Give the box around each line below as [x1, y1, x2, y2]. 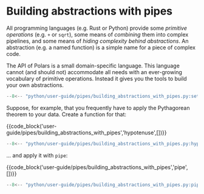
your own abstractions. [6, 81, 64, 89]
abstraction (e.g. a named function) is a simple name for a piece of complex [6, 44, 196, 51]
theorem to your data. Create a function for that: [6, 111, 126, 118]
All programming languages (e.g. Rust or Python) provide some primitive [6, 24, 187, 32]
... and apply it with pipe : [6, 151, 68, 159]
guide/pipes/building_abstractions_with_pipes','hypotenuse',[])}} [6, 129, 167, 136]
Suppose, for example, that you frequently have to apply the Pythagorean [6, 104, 190, 111]
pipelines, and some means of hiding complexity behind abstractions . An [6, 37, 189, 44]
